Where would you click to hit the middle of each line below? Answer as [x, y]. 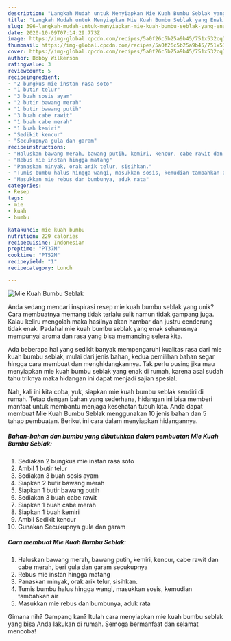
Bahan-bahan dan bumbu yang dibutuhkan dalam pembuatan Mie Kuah [113, 437]
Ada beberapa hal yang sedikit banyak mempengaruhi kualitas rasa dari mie [115, 349]
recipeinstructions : [37, 147]
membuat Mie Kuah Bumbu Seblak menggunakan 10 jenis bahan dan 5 [107, 413]
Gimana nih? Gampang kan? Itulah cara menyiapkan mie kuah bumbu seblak [115, 616]
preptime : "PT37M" [34, 249]
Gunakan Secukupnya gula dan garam [72, 527]
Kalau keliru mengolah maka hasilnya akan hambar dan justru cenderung [110, 321]
